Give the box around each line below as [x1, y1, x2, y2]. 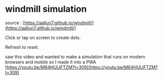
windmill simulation [5, 3, 87, 15]
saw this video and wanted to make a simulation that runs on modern [5, 53, 146, 60]
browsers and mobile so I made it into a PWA [5, 59, 96, 65]
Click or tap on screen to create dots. [5, 35, 81, 40]
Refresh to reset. [5, 44, 40, 50]
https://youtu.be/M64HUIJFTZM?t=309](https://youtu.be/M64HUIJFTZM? [6, 64, 158, 70]
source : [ [5, 20, 25, 26]
